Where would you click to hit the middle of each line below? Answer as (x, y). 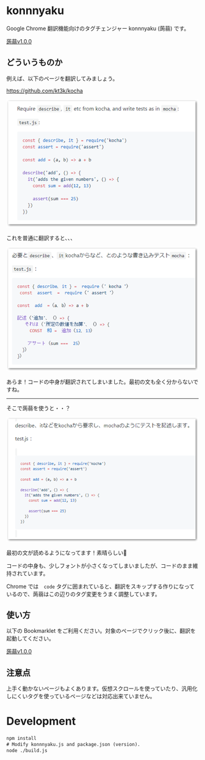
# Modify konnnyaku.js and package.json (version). (73, 745)
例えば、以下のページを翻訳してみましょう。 (62, 78)
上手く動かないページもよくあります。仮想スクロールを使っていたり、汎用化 (102, 688)
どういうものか (34, 63)
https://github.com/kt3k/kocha (45, 91)
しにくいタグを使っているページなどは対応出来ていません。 (81, 696)
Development (41, 721)
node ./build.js (27, 751)
